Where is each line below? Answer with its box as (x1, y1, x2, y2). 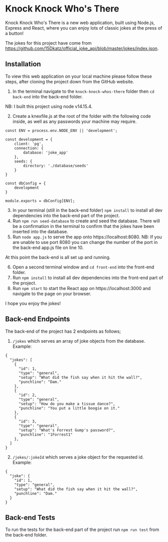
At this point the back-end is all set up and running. (5, 254, 111, 260)
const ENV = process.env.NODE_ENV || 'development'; (5, 128, 118, 133)
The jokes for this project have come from (5, 40, 92, 46)
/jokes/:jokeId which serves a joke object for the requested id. (12, 454, 144, 460)
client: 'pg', (14, 141, 44, 146)
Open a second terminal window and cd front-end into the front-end (12, 264, 154, 270)
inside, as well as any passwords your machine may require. (12, 118, 137, 124)
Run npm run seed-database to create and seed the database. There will (12, 218, 160, 224)
